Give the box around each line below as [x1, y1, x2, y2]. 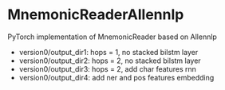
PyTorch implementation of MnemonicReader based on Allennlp [7, 32, 217, 41]
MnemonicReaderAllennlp [7, 6, 184, 24]
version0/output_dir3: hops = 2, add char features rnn [18, 64, 196, 73]
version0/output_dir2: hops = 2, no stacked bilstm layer [18, 56, 201, 65]
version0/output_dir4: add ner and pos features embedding [18, 72, 215, 82]
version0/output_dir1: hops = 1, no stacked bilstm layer [18, 47, 199, 57]
